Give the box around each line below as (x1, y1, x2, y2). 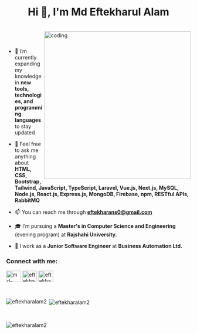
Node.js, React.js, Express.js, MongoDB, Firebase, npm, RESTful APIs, (14, 190, 189, 197)
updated (14, 129, 35, 136)
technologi (14, 91, 42, 98)
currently (14, 54, 37, 61)
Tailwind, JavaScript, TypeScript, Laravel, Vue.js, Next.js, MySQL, (14, 184, 179, 191)
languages (14, 116, 42, 123)
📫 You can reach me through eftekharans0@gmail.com (14, 209, 152, 216)
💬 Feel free (14, 140, 41, 147)
